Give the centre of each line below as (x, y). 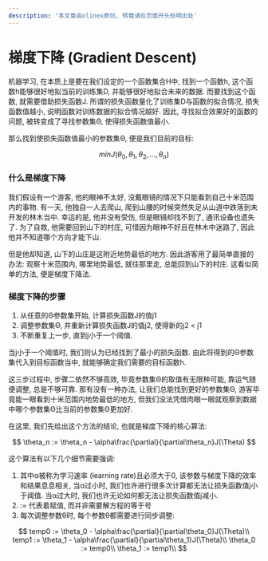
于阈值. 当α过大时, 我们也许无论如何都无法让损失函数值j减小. (119, 495)
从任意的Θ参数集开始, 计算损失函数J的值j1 (88, 315)
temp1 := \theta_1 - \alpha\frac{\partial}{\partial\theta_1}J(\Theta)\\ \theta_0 (134, 539)
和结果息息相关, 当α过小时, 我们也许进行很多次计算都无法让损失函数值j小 (139, 485)
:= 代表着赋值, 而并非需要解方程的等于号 (85, 505)
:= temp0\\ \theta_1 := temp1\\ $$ (134, 548)
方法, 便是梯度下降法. (57, 274)
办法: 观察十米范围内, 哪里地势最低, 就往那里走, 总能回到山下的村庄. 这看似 (130, 263)
